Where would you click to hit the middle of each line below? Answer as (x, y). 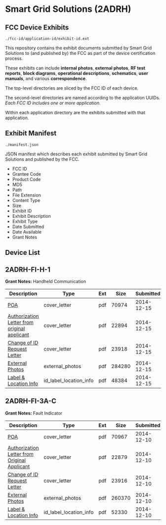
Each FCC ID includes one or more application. (53, 103)
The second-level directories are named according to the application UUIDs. (83, 98)
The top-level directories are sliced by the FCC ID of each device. (72, 88)
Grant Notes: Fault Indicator (34, 413)
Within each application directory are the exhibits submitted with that (75, 113)
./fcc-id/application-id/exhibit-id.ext (47, 39)
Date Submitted (28, 227)
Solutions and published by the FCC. (42, 159)
